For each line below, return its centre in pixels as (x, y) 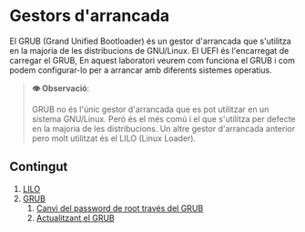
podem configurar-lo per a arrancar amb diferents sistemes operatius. (141, 70)
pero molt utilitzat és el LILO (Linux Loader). (114, 138)
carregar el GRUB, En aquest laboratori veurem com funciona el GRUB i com (152, 60)
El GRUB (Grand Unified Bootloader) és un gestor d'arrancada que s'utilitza (150, 41)
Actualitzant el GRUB (76, 217)
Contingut (39, 167)
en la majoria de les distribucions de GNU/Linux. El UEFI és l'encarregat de (149, 50)
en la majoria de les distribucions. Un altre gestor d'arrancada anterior (163, 128)
